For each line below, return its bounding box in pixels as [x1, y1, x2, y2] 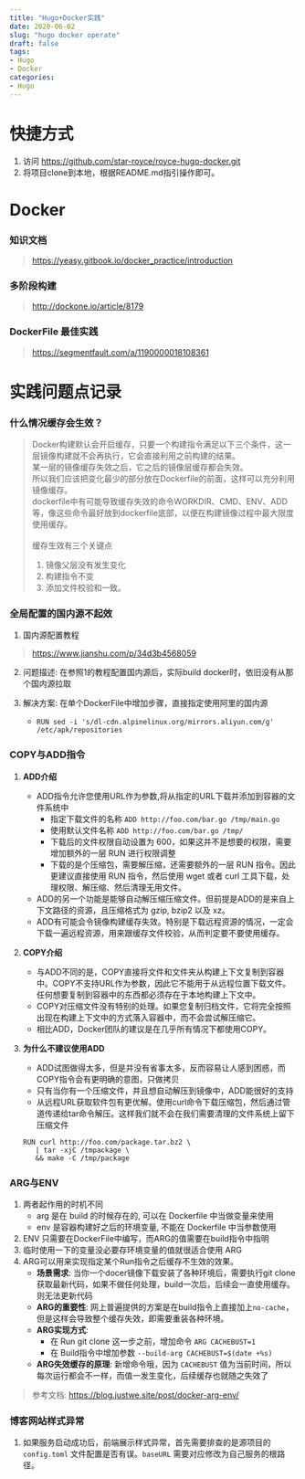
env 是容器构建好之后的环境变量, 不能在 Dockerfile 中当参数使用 [36, 1221, 277, 1233]
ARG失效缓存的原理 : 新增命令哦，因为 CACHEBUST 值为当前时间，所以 [36, 1358, 292, 1370]
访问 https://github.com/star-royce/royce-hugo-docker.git [22, 155, 241, 166]
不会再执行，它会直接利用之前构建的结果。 [79, 450, 240, 461]
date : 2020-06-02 [9, 22, 76, 31]
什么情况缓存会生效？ [9, 417, 103, 429]
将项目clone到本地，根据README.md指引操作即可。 [22, 166, 220, 178]
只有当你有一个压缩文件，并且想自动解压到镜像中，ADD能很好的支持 [36, 1084, 294, 1096]
